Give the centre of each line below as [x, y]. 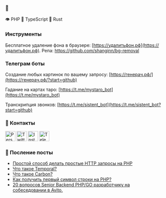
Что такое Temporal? [34, 169]
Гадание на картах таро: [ [33, 89]
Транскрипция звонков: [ [32, 105]
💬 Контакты [20, 123]
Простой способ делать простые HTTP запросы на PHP [72, 163]
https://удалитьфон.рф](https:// [126, 45]
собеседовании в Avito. [37, 190]
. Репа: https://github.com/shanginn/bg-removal [89, 50]
